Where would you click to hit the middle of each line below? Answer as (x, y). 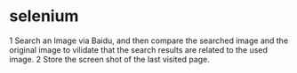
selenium (44, 16)
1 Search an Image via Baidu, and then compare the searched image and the (149, 40)
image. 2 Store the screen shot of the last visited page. (110, 59)
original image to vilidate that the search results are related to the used (139, 49)
